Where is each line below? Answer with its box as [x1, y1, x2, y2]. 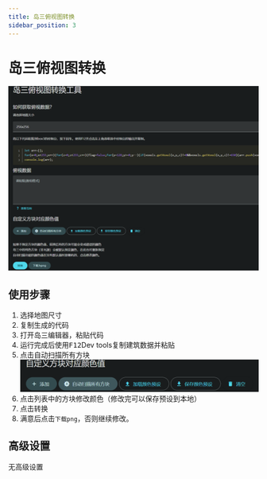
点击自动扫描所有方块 [19, 350, 90, 360]
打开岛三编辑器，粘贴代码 [19, 330, 104, 340]
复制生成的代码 [19, 321, 69, 330]
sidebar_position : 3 [8, 21, 77, 29]
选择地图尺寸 [19, 310, 62, 320]
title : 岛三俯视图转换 [8, 13, 75, 21]
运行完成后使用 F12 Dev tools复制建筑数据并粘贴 [19, 341, 175, 350]
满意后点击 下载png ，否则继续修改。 [19, 414, 133, 423]
